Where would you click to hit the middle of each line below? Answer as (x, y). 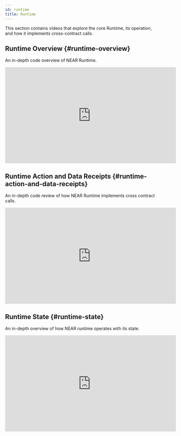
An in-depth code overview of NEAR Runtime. (51, 60)
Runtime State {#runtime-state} (54, 316)
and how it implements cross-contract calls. (49, 33)
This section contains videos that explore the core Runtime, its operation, (79, 28)
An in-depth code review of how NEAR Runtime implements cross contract (80, 196)
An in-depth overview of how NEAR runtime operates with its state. (72, 328)
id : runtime (17, 10)
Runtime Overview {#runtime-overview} (68, 49)
